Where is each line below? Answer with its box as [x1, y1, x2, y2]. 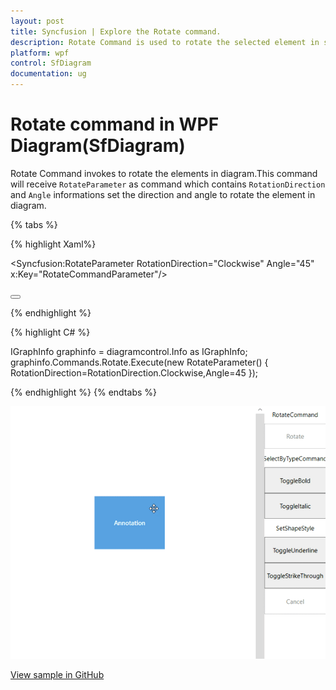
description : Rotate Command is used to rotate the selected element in [10, 37, 320, 47]
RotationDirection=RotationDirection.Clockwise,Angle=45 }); [10, 366, 259, 379]
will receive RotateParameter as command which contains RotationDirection [10, 178, 326, 190]
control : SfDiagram [10, 58, 92, 69]
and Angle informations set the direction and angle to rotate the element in [10, 188, 316, 200]
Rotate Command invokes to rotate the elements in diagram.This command [10, 167, 318, 179]
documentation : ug [10, 69, 87, 79]
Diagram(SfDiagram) [10, 135, 186, 157]
